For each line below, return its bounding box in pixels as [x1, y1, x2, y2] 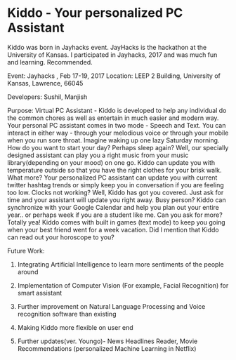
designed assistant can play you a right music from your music [7, 151, 189, 159]
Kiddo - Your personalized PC [7, 5, 183, 21]
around [17, 267, 39, 276]
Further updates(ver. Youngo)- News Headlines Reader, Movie [17, 337, 198, 345]
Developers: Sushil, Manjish [7, 93, 88, 101]
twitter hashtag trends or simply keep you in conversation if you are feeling [7, 180, 225, 189]
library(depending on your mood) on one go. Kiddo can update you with [7, 158, 216, 166]
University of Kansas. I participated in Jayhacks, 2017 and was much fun [7, 51, 218, 59]
